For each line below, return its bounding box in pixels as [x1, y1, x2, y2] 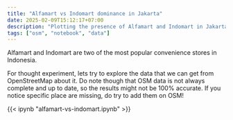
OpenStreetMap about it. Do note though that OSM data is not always [7, 77, 205, 85]
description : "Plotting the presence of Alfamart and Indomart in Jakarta [7, 23, 228, 30]
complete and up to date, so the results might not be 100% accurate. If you [7, 84, 221, 92]
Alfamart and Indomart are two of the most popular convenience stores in [7, 49, 217, 57]
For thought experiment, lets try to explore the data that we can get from [7, 69, 214, 78]
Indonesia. [7, 56, 37, 65]
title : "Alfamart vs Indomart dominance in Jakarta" [7, 10, 163, 17]
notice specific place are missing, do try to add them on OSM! [7, 92, 184, 100]
